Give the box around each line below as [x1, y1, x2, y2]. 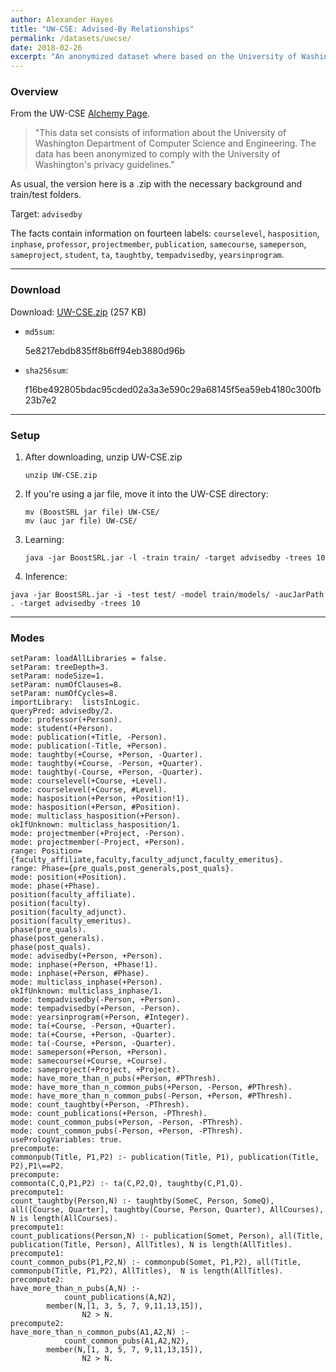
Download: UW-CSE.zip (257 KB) [10, 306, 147, 318]
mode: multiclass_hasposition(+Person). [10, 811, 182, 821]
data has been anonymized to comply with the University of [34, 148, 281, 160]
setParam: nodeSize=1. [10, 671, 105, 681]
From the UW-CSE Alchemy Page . [10, 107, 150, 120]
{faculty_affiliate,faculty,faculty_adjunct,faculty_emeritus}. [10, 855, 284, 865]
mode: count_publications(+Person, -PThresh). [10, 1109, 208, 1119]
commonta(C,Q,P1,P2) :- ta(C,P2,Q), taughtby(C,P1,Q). [10, 1179, 244, 1189]
